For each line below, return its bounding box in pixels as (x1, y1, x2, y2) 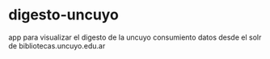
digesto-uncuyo (8, 6, 119, 24)
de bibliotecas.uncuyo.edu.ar (8, 40, 106, 50)
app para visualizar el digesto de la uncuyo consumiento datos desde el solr (8, 32, 262, 42)
